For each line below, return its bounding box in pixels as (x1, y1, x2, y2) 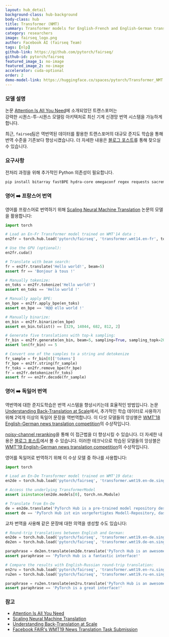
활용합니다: (10, 212, 33, 219)
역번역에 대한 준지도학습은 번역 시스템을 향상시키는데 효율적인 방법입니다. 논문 (5, 402, 158, 408)
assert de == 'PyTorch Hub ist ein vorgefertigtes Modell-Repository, (5, 510, 156, 516)
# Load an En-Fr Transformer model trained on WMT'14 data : (5, 232, 136, 237)
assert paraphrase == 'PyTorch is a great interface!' (5, 586, 123, 591)
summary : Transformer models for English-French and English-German (5, 26, 152, 31)
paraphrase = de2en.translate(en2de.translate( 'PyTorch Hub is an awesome (5, 549, 165, 554)
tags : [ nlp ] (5, 45, 30, 50)
